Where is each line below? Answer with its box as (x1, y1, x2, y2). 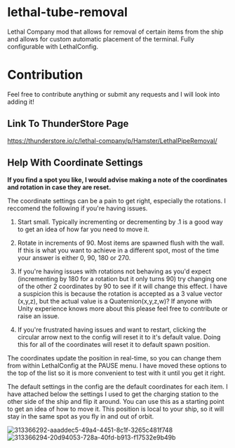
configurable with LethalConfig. (7, 42, 99, 50)
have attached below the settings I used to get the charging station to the (7, 390, 219, 398)
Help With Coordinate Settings (7, 157, 144, 169)
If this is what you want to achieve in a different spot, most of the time (17, 246, 220, 254)
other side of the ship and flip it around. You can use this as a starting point (7, 397, 224, 405)
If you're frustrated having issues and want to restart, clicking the (17, 325, 207, 334)
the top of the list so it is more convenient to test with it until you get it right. (7, 369, 226, 377)
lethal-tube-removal (7, 4, 128, 20)
